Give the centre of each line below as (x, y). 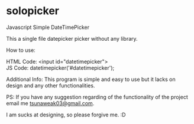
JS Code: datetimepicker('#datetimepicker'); (60, 68)
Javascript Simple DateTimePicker (48, 27)
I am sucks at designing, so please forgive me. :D (66, 115)
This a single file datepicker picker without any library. (72, 38)
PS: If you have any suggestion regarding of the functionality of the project (97, 97)
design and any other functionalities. (51, 85)
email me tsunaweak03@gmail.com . (50, 103)
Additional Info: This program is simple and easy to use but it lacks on (91, 79)
